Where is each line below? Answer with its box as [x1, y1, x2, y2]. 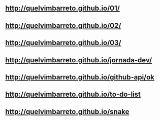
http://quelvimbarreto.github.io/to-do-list [5, 90, 141, 99]
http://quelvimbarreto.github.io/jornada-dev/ [5, 56, 152, 64]
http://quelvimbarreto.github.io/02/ [5, 21, 121, 30]
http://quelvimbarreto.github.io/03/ [5, 38, 121, 47]
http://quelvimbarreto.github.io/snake [5, 107, 130, 116]
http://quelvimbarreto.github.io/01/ [5, 4, 120, 13]
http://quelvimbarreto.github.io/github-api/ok [5, 73, 155, 82]
